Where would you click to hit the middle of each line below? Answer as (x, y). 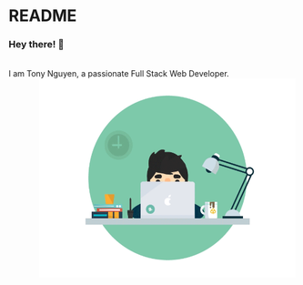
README (43, 16)
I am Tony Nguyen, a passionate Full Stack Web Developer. (119, 74)
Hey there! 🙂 (36, 45)
